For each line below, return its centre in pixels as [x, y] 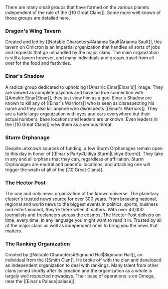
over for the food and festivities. [38, 63]
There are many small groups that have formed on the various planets [77, 7]
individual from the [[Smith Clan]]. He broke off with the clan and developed [83, 260]
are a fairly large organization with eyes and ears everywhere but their [78, 114]
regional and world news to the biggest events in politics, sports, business [82, 204]
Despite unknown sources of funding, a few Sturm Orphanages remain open [84, 148]
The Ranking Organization [38, 244]
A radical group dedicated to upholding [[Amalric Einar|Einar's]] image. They [84, 87]
